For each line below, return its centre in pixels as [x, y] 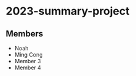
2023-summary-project [68, 11]
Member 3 [28, 61]
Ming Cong [29, 55]
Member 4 [28, 67]
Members [25, 34]
